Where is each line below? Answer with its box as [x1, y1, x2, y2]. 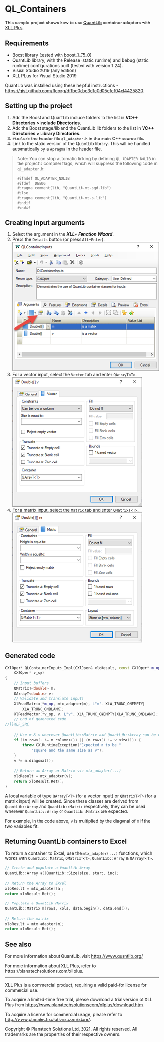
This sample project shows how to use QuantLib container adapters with [5, 20, 151, 25]
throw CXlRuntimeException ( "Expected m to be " [22, 742, 121, 747]
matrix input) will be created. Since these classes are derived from [5, 798, 139, 804]
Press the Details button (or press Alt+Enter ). [12, 236, 105, 243]
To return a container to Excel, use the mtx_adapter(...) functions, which [5, 850, 153, 856]
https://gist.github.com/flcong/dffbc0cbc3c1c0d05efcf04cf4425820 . [5, 87, 144, 93]
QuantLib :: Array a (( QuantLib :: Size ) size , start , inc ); [5, 871, 119, 876]
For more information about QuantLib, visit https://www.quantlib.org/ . [5, 953, 144, 959]
